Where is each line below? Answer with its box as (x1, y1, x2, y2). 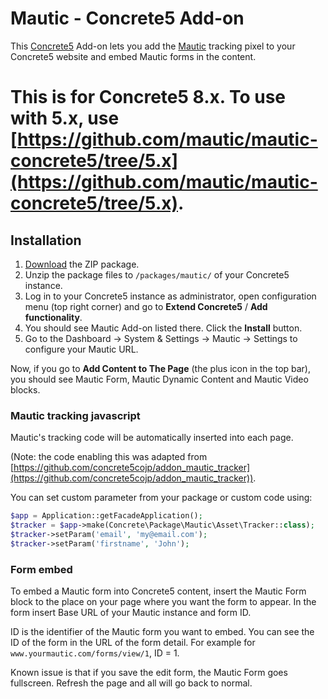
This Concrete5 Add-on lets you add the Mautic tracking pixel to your (10, 40, 296, 52)
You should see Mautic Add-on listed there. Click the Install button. (24, 322, 303, 334)
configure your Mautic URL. (24, 343, 139, 355)
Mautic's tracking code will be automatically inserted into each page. (10, 432, 294, 444)
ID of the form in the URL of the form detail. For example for (10, 637, 256, 649)
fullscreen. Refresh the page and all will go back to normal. (10, 677, 253, 689)
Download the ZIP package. (24, 258, 140, 270)
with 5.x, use (10, 107, 120, 130)
